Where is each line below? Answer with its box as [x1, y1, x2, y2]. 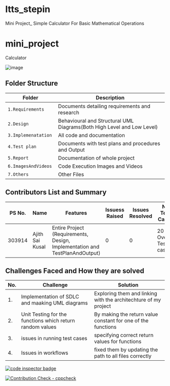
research [58, 109, 79, 116]
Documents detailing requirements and [58, 103, 151, 110]
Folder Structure [5, 79, 58, 88]
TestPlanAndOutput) [52, 249, 101, 256]
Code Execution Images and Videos [58, 163, 143, 170]
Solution [118, 281, 139, 288]
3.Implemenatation [8, 132, 52, 138]
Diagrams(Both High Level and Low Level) [58, 123, 158, 130]
